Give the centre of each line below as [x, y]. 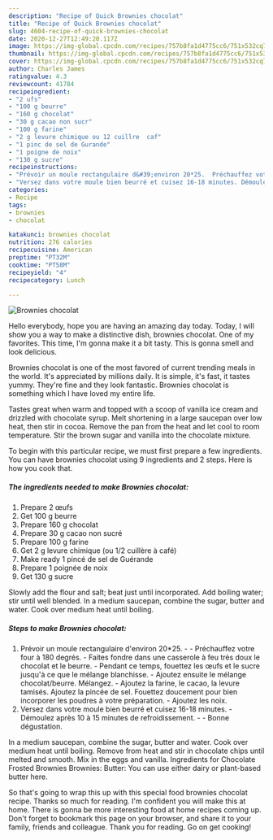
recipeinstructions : [43, 168]
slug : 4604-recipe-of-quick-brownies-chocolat [89, 31]
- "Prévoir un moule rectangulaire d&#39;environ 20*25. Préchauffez [130, 175]
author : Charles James [47, 69]
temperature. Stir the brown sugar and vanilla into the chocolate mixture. [130, 435]
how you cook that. [41, 468]
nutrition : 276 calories [50, 242]
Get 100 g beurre [48, 516]
